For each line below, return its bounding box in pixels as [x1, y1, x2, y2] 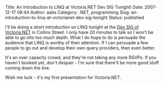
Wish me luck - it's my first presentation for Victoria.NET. [5, 75, 122, 80]
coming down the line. [5, 65, 50, 71]
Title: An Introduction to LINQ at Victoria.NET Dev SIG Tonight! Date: [5, 4, 144, 10]
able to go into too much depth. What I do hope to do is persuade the [5, 34, 146, 40]
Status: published [108, 15, 144, 20]
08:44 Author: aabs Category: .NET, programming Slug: [17, 9, 130, 15]
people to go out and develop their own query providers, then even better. [5, 45, 156, 51]
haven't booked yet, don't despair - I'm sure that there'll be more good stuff [5, 60, 159, 65]
